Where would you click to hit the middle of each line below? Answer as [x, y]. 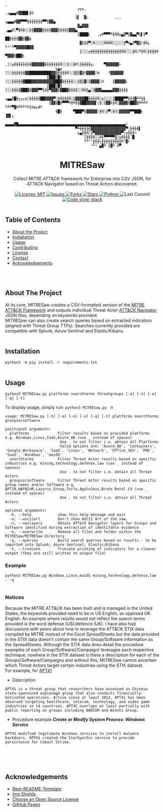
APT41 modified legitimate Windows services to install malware [72, 733]
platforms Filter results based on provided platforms [80, 433]
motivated [15, 698]
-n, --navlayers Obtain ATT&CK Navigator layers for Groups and [83, 523]
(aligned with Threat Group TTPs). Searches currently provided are [73, 325]
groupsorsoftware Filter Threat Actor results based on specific [83, 481]
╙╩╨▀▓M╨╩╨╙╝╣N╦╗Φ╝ [24, 107]
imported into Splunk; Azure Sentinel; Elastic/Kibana [62, 545]
